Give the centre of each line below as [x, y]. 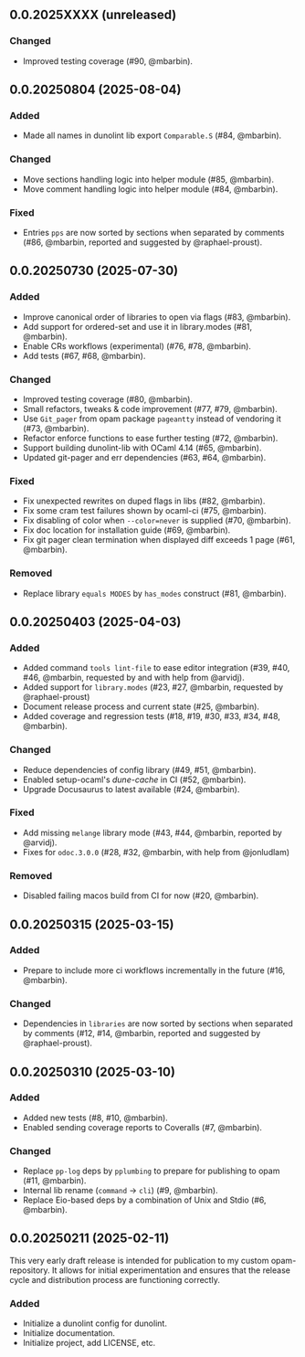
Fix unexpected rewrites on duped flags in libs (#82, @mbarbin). [144, 501]
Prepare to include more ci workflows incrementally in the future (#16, [154, 970]
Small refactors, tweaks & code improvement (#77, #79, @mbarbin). [150, 408]
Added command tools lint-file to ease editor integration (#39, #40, [156, 668]
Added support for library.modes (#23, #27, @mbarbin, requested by [153, 687]
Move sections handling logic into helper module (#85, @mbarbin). [148, 179]
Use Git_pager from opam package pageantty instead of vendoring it [152, 419]
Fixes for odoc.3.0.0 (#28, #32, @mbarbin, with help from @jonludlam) [156, 852]
